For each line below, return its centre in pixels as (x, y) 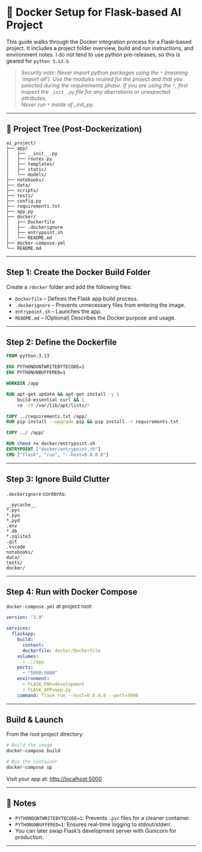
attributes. (34, 98)
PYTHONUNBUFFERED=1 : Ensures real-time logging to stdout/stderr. (93, 824)
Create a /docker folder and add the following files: (69, 287)
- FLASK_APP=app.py (46, 690)
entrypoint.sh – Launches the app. (58, 311)
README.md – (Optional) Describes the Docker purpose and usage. (95, 318)
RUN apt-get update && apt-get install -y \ (63, 394)
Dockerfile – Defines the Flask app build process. (76, 298)
